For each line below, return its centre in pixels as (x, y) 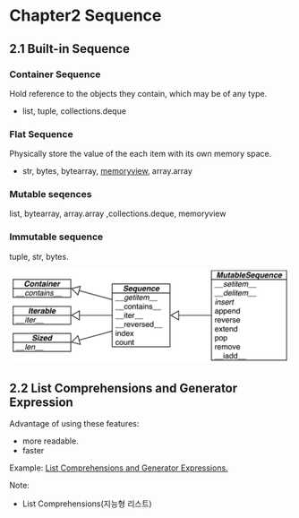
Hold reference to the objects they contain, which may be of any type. (138, 93)
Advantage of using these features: (74, 424)
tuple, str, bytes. (39, 256)
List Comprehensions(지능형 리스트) (87, 504)
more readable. (50, 441)
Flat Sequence (41, 134)
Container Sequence (55, 74)
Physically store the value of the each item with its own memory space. (141, 154)
